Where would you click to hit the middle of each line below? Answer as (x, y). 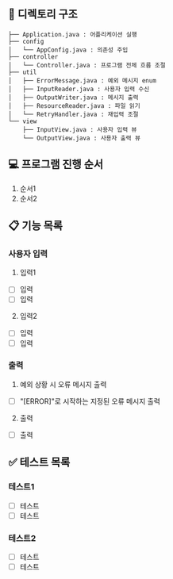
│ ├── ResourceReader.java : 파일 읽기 (74, 105)
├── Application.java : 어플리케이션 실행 (73, 34)
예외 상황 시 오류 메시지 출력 (63, 384)
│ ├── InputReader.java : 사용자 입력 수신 (79, 89)
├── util (23, 72)
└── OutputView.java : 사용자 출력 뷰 (82, 138)
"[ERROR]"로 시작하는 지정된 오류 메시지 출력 (90, 401)
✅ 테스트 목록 (39, 462)
